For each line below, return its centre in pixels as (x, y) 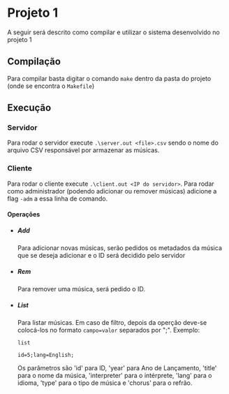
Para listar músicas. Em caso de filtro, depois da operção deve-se (112, 323)
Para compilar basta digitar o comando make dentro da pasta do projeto (109, 78)
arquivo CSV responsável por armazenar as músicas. (83, 150)
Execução (29, 108)
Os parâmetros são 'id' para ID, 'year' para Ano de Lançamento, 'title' (117, 368)
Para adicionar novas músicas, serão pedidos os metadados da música (119, 248)
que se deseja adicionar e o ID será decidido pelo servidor (101, 256)
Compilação (34, 62)
